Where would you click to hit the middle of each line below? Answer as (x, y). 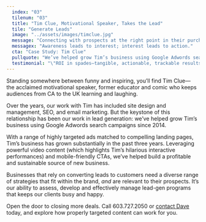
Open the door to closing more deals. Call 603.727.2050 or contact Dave (98, 206)
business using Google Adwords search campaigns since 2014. (86, 125)
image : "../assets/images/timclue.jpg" (63, 35)
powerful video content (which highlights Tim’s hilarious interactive (91, 150)
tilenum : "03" (30, 18)
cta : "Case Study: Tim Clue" (49, 52)
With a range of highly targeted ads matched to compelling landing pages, (100, 137)
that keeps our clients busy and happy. (55, 194)
